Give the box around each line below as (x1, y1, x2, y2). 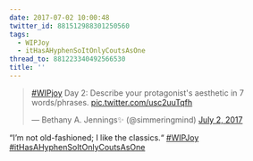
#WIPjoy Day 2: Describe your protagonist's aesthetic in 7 (30, 87, 244, 98)
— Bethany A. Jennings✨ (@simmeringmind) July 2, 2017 (30, 114, 243, 125)
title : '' (9, 64, 46, 72)
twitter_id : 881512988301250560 (9, 21, 130, 30)
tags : (9, 30, 30, 38)
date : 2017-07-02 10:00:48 (9, 13, 110, 22)
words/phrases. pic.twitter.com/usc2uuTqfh (30, 97, 193, 107)
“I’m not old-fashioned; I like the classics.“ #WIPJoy (9, 131, 199, 143)
